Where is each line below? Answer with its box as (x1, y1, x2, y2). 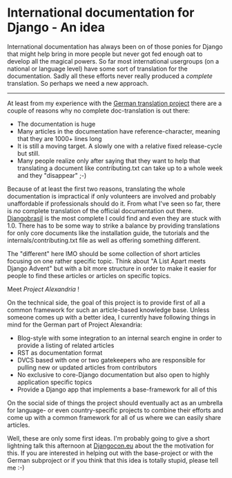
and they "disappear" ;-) (17, 171, 87, 179)
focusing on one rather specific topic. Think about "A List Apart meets (7, 257, 206, 265)
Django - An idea (7, 19, 106, 35)
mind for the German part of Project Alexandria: (7, 320, 143, 329)
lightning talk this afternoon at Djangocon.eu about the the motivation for (7, 441, 214, 450)
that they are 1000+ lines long (17, 134, 102, 143)
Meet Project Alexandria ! (7, 285, 79, 293)
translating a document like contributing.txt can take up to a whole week (17, 164, 223, 172)
